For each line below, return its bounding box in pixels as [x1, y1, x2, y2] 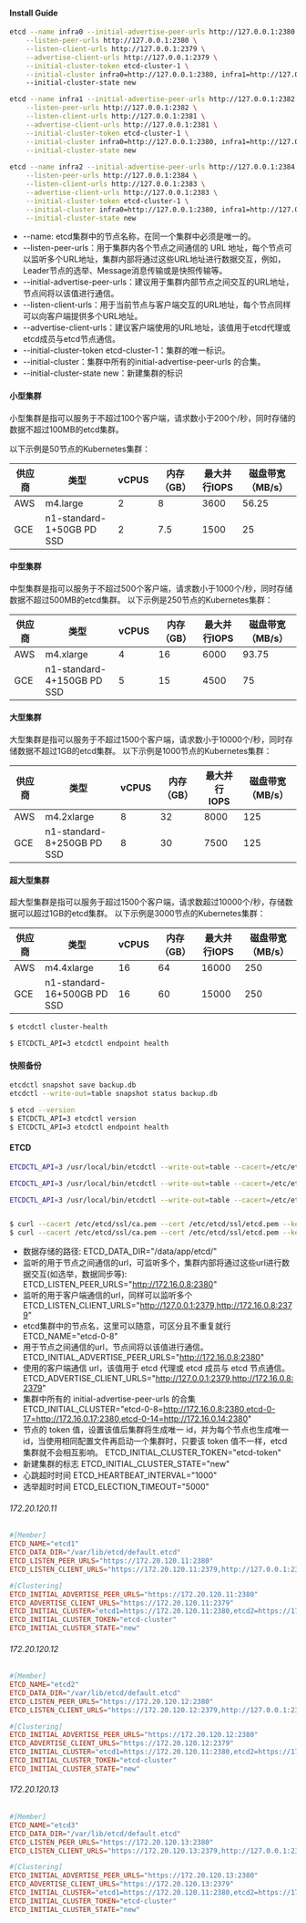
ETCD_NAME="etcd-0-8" [22, 1331, 118, 1342]
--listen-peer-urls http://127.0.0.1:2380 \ [25, 36, 198, 46]
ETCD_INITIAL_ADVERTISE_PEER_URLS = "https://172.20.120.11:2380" [9, 1589, 259, 1599]
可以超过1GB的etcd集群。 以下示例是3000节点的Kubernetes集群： [16, 908, 266, 919]
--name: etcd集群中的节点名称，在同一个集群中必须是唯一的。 [22, 231, 257, 242]
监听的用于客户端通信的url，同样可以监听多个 [22, 1290, 193, 1301]
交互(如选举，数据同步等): [30, 1268, 127, 1280]
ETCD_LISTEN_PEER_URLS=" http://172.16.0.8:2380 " [22, 1279, 218, 1290]
